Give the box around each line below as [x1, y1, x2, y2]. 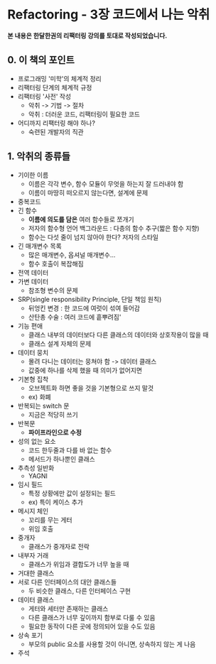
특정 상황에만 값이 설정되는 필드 [28, 489, 116, 497]
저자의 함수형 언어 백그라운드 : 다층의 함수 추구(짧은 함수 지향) [28, 224, 200, 232]
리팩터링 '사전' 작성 [17, 92, 72, 100]
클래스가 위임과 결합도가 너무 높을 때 [28, 560, 129, 568]
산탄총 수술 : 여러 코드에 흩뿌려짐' [28, 312, 121, 321]
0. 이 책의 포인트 [7, 54, 75, 66]
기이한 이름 [17, 170, 49, 179]
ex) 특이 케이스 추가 [28, 498, 84, 506]
